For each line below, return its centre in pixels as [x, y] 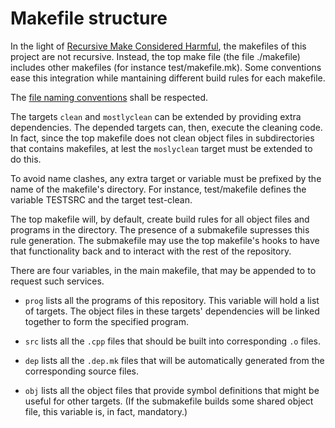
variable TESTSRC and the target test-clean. [101, 199]
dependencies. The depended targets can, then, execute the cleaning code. [166, 127]
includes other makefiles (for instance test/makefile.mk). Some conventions [166, 67]
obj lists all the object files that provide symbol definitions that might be [172, 390]
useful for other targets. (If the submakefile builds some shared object [169, 401]
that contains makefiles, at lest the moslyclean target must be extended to [161, 148]
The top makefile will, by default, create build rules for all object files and [160, 219]
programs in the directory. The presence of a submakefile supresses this [160, 229]
